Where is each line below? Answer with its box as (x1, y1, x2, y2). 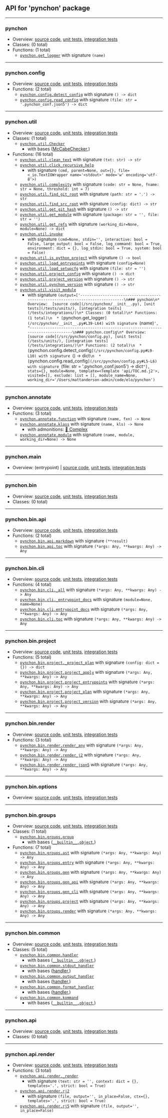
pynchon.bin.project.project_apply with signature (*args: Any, (19, 669, 152, 675)
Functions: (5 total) (12, 654, 51, 660)
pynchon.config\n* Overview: (85, 329, 146, 335)
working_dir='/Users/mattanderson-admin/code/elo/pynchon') (27, 377, 155, 383)
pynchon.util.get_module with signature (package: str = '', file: (19, 211, 159, 217)
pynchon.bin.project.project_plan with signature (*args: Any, (19, 689, 150, 695)
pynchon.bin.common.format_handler (19, 985, 94, 990)
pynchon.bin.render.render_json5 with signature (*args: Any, (19, 762, 148, 768)
